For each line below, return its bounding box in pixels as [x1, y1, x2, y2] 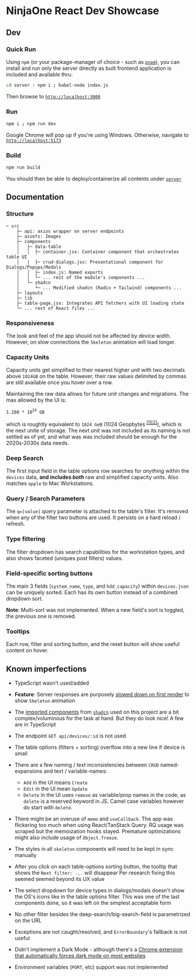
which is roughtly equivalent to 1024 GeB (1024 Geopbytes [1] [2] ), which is [6, 420, 182, 428]
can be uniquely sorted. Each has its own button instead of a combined [6, 588, 178, 595]
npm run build [6, 164, 41, 171]
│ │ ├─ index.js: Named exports [16, 269, 104, 275]
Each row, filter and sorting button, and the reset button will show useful [6, 641, 180, 648]
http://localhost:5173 [6, 137, 61, 143]
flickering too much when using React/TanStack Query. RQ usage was [14, 821, 184, 829]
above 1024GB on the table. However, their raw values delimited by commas [6, 373, 187, 380]
